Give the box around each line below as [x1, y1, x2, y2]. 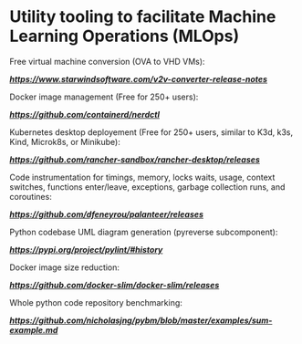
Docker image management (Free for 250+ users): [9, 91, 199, 102]
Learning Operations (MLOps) [9, 26, 240, 47]
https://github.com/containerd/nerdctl [9, 109, 160, 120]
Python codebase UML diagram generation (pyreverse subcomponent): [9, 226, 278, 237]
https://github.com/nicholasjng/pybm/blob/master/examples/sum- [9, 315, 273, 326]
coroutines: [9, 191, 52, 202]
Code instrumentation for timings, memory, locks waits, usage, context [9, 172, 276, 182]
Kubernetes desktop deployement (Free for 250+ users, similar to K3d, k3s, [9, 126, 294, 138]
